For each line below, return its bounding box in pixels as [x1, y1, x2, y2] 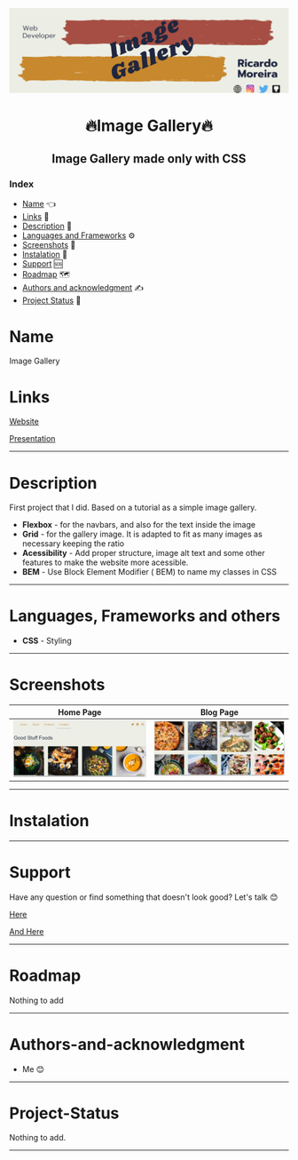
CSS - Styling [21, 635, 73, 647]
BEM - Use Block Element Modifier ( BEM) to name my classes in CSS [21, 567, 278, 577]
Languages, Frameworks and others [9, 606, 281, 626]
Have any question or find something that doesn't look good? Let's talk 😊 [9, 892, 278, 902]
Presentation [9, 433, 56, 444]
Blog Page [200, 706, 239, 718]
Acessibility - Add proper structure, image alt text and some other [21, 548, 265, 559]
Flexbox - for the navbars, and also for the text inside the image [21, 520, 255, 530]
